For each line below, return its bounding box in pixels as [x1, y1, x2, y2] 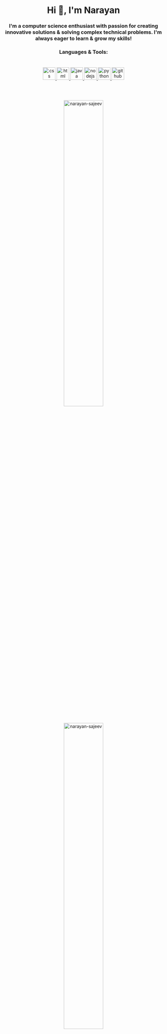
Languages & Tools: [59, 49, 108, 56]
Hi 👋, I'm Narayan [46, 5, 120, 16]
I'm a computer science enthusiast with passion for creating [8, 23, 158, 30]
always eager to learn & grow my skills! [35, 35, 132, 42]
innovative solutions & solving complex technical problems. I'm [5, 29, 162, 36]
